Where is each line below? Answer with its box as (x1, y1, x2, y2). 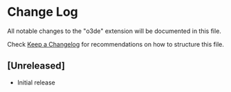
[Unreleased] (7, 60, 66, 72)
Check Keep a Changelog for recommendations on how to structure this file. (7, 40, 225, 48)
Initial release (17, 78, 55, 87)
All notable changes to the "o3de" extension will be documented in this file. (7, 27, 221, 35)
